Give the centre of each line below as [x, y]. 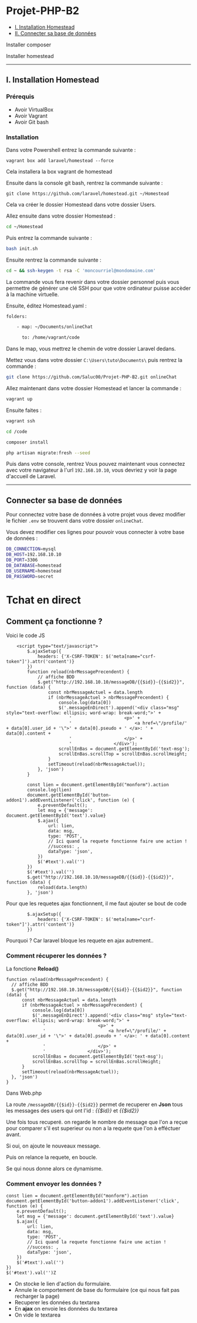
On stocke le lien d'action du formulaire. [63, 1284]
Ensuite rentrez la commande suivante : [54, 260]
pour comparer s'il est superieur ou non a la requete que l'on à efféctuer [93, 1128]
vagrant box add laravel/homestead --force [60, 160]
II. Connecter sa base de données [55, 33]
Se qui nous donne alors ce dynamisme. [55, 1168]
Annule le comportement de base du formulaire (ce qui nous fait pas [97, 1290]
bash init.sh [22, 248]
